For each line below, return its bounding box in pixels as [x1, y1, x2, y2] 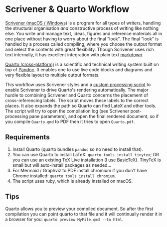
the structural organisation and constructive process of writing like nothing [5, 25, 159, 31]
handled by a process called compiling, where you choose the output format [5, 41, 162, 47]
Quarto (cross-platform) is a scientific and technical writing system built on [5, 61, 159, 67]
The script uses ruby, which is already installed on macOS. [12, 178, 133, 184]
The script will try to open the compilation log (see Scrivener [5, 108, 130, 114]
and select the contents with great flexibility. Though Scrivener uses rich [5, 46, 154, 52]
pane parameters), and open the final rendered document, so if [29, 113, 159, 119]
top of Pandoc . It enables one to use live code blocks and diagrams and [5, 66, 153, 73]
